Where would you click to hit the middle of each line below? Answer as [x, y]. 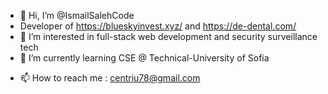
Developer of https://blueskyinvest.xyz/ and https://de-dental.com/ [158, 26]
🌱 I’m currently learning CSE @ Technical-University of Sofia [144, 58]
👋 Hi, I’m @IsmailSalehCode [77, 15]
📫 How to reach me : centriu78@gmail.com [110, 78]
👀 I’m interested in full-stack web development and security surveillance [168, 36]
